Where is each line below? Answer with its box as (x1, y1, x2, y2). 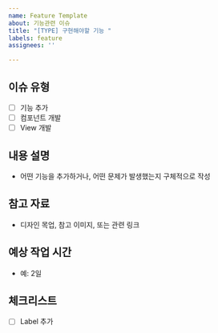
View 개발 (19, 123, 52, 133)
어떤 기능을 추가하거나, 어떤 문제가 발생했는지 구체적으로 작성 (19, 171, 211, 181)
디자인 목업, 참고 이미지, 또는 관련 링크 (19, 219, 140, 229)
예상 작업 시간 (8, 246, 72, 259)
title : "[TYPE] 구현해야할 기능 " (8, 26, 112, 34)
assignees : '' (8, 42, 56, 50)
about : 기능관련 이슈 (8, 19, 71, 27)
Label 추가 (19, 317, 54, 327)
